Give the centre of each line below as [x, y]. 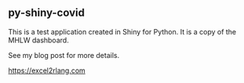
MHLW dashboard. [38, 40]
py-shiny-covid [46, 13]
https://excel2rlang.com [47, 70]
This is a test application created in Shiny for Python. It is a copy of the [122, 31]
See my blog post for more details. [64, 55]
